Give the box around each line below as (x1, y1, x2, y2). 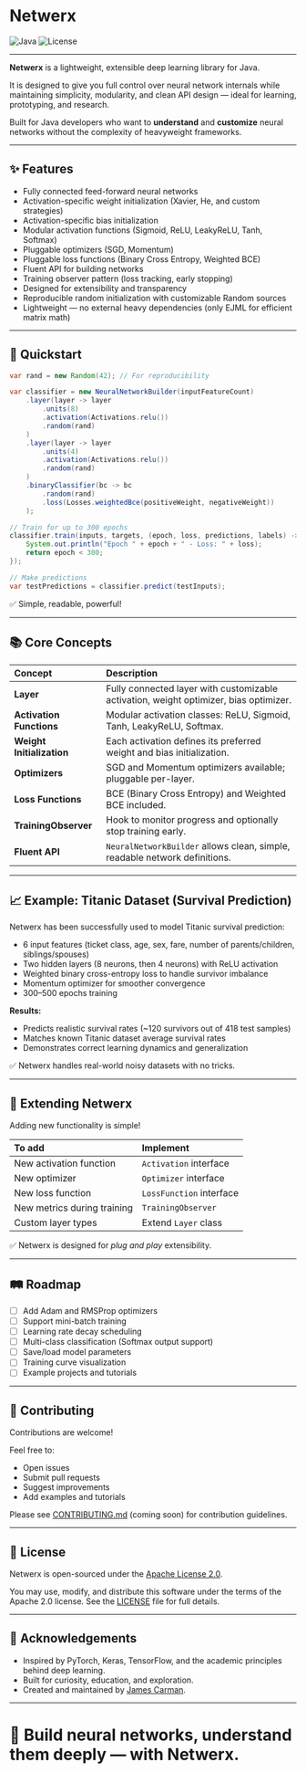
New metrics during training (14, 1201, 134, 1214)
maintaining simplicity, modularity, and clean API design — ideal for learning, (9, 89, 298, 100)
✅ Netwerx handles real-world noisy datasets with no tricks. (9, 1060, 235, 1071)
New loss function (14, 1187, 92, 1200)
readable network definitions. (106, 851, 231, 864)
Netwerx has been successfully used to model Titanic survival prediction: (9, 921, 285, 932)
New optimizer (14, 1172, 76, 1185)
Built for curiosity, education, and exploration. (22, 1674, 194, 1685)
